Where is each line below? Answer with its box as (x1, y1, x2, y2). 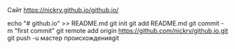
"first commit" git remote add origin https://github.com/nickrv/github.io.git (14, 27, 229, 35)
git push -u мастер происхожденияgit (7, 34, 119, 42)
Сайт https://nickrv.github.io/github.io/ (7, 6, 119, 14)
